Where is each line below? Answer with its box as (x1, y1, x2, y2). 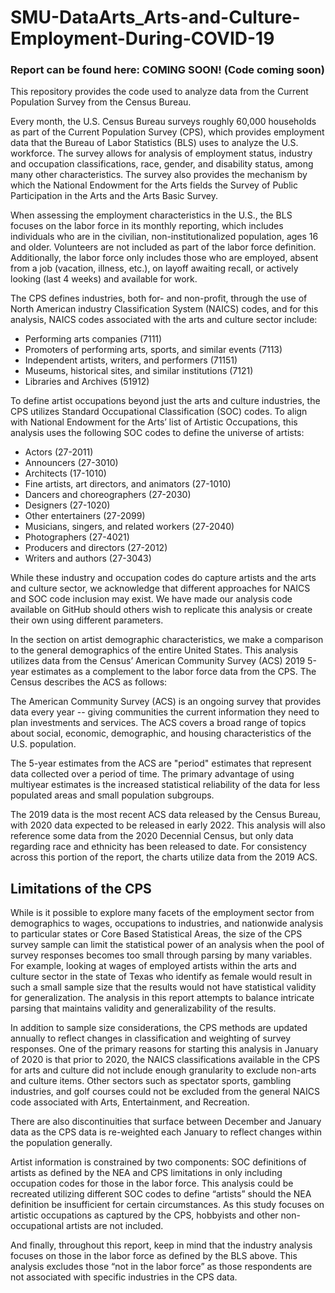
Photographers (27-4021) (24, 531, 130, 543)
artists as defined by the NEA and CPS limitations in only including (10, 1167, 283, 1179)
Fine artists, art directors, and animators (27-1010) (24, 478, 232, 490)
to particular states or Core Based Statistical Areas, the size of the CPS (10, 928, 303, 940)
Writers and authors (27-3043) (24, 552, 152, 565)
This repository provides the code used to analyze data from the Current (10, 86, 309, 98)
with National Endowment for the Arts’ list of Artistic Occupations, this (10, 416, 298, 428)
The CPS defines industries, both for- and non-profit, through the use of (10, 292, 308, 305)
